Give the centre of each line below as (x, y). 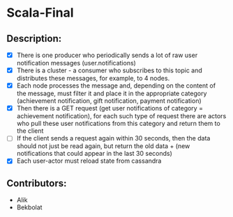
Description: (34, 39)
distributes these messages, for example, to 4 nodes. (93, 79)
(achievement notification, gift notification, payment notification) (109, 101)
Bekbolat (29, 207)
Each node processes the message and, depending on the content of (116, 86)
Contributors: (37, 183)
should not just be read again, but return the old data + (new (103, 146)
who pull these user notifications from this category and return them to (118, 124)
